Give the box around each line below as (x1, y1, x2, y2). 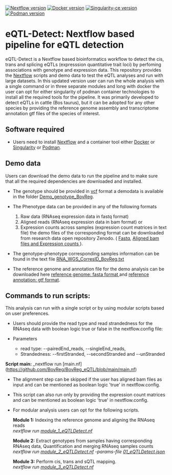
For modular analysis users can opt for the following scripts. (12, 407, 140, 413)
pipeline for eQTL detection (5, 39, 124, 51)
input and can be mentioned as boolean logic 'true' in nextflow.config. (12, 382, 160, 388)
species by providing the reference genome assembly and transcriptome (5, 105, 159, 111)
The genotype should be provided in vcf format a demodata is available (12, 188, 164, 194)
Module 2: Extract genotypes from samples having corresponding (12, 438, 153, 444)
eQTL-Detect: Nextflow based (5, 28, 135, 40)
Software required (5, 125, 65, 134)
